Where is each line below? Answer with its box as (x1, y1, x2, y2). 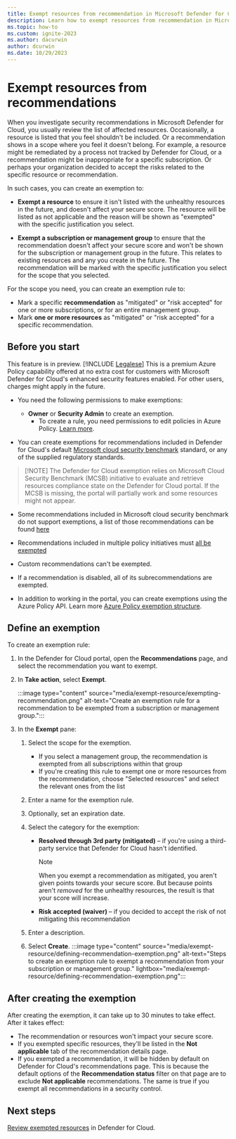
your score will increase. (38, 894, 110, 902)
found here (17, 525, 50, 533)
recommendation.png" (17, 697, 83, 705)
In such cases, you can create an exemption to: (7, 184, 144, 192)
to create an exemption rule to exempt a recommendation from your (27, 957, 225, 965)
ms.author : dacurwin (7, 37, 68, 44)
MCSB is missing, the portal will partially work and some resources (24, 489, 218, 497)
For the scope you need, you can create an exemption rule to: (7, 284, 185, 292)
